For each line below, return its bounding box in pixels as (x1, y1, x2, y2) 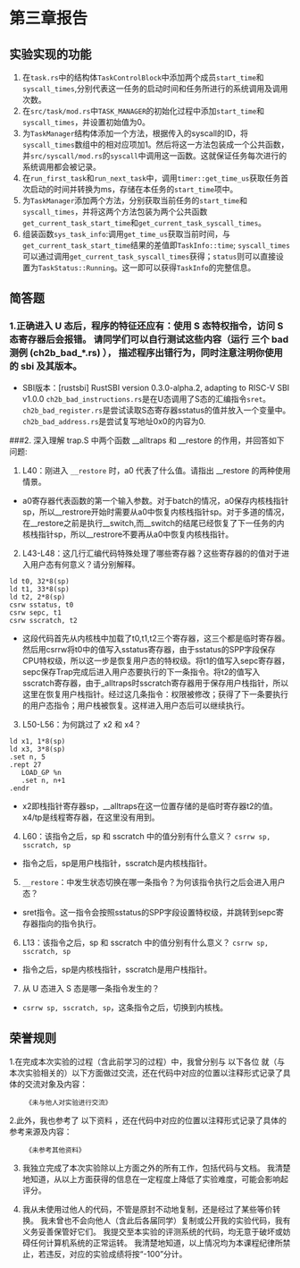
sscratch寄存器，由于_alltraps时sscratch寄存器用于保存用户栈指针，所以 (21, 677, 288, 688)
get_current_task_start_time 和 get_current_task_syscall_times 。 (21, 217, 266, 228)
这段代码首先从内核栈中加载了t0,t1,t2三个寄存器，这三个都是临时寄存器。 (21, 633, 290, 643)
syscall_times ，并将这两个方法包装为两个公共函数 (21, 207, 208, 217)
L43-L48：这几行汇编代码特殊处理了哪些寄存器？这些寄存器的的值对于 (21, 548, 282, 558)
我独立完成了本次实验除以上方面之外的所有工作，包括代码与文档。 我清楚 (21, 1162, 291, 1173)
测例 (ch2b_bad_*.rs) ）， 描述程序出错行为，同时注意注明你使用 (9, 346, 283, 359)
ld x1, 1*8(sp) (9, 736, 66, 745)
